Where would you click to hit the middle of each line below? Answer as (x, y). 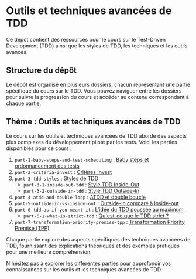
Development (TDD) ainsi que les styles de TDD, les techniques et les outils (97, 46)
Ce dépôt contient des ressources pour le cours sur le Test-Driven (86, 39)
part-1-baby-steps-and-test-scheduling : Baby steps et (82, 159)
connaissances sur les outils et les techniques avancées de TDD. (84, 269)
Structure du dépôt (42, 71)
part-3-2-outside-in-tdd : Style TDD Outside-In (81, 190)
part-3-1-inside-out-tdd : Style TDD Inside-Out (81, 184)
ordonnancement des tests (47, 166)
